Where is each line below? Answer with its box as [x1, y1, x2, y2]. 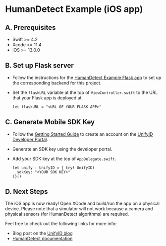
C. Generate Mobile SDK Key [5, 118, 95, 126]
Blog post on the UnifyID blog [12, 230, 73, 237]
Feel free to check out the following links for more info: [5, 221, 117, 227]
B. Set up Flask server [5, 61, 74, 70]
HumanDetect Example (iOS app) [5, 3, 143, 15]
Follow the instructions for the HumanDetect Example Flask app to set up [12, 75, 162, 81]
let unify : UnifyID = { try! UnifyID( [12, 165, 95, 170]
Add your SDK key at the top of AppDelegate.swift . [12, 156, 116, 162]
